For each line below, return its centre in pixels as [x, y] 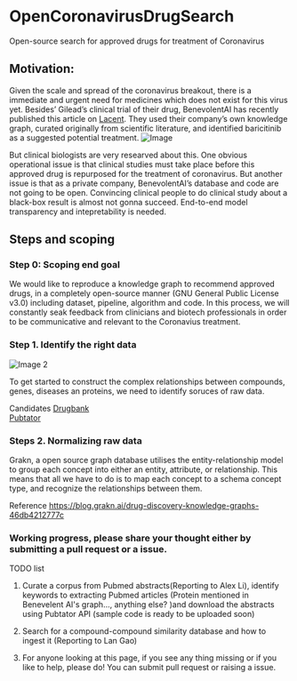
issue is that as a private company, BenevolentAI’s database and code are [144, 183]
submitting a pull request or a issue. [88, 549]
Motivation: [42, 69]
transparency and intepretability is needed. [88, 212]
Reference [28, 506]
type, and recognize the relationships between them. [106, 489]
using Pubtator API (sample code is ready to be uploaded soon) [138, 614]
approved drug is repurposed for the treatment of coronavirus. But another [146, 173]
